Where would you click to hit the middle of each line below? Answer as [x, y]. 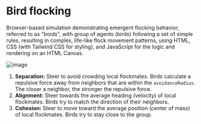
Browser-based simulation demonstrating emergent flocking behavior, [93, 28]
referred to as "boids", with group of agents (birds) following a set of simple [100, 34]
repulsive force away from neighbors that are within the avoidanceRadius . [105, 83]
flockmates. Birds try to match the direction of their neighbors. [92, 102]
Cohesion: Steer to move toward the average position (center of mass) [102, 108]
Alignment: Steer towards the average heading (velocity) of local [95, 95]
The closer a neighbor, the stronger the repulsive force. [83, 89]
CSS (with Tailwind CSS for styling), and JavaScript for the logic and [91, 47]
